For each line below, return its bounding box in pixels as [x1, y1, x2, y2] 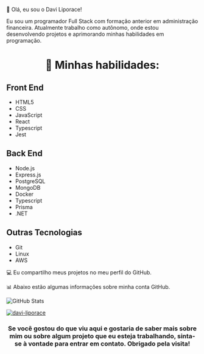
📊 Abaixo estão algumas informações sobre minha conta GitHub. [6, 283, 171, 290]
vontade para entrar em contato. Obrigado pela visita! [28, 339, 191, 348]
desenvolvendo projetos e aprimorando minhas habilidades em [6, 30, 164, 38]
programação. [6, 37, 42, 44]
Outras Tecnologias [6, 227, 82, 238]
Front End [6, 82, 44, 92]
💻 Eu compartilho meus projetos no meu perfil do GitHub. [6, 268, 152, 276]
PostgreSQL [15, 177, 46, 185]
